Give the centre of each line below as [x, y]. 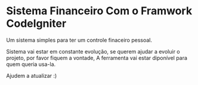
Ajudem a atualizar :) [32, 75]
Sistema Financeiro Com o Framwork [99, 11]
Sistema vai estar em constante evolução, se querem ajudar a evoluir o [93, 51]
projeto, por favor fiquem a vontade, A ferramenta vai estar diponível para [97, 58]
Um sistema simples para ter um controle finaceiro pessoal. [79, 40]
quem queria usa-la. [31, 64]
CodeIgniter [36, 23]
